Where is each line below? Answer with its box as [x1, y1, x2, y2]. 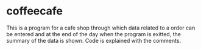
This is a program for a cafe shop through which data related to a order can [6, 24, 196, 31]
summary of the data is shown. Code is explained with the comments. [6, 37, 182, 44]
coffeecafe [6, 4, 63, 18]
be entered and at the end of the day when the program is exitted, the [6, 30, 182, 37]
